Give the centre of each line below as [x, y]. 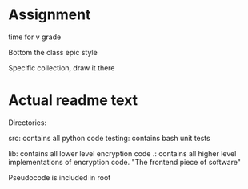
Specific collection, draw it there [62, 68]
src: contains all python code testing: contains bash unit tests [109, 138]
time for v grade [35, 37]
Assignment [50, 15]
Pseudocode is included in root [60, 177]
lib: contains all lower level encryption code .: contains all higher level [122, 153]
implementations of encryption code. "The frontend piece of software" [125, 162]
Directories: [27, 123]
